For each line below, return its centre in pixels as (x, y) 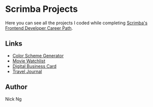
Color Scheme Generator (38, 55)
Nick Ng (13, 99)
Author (16, 87)
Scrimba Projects (42, 9)
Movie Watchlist (29, 61)
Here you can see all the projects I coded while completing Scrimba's (76, 23)
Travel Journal (27, 71)
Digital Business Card (34, 66)
